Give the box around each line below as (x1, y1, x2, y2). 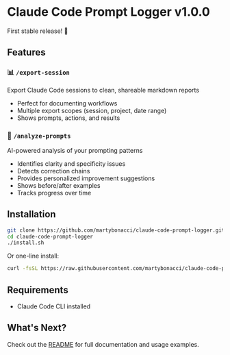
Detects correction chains (16, 167, 90, 175)
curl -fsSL (7, 265, 38, 272)
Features (7, 47, 46, 58)
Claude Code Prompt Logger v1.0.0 (7, 4, 210, 20)
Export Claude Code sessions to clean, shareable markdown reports (7, 86, 200, 94)
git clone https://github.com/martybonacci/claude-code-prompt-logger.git (7, 227, 225, 234)
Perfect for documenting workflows (16, 99, 118, 107)
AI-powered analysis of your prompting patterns (7, 146, 143, 154)
